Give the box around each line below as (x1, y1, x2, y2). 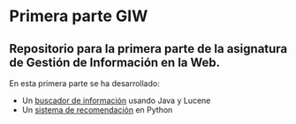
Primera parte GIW (9, 6, 148, 26)
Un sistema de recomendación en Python (21, 105, 173, 115)
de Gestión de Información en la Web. (9, 55, 221, 69)
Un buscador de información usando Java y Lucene (21, 95, 211, 106)
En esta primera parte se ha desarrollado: (9, 78, 161, 89)
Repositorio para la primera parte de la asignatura (9, 41, 288, 56)
